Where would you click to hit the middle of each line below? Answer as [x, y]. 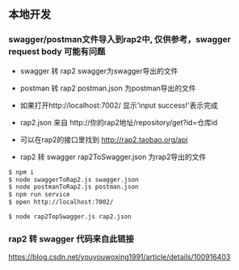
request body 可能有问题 [57, 52]
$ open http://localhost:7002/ [61, 202]
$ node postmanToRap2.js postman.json [73, 187]
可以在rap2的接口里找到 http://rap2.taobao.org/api [104, 139]
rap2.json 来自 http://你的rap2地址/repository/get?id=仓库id [119, 122]
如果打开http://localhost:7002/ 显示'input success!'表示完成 [119, 105]
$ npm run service [39, 195]
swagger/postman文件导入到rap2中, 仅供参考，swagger [120, 40]
